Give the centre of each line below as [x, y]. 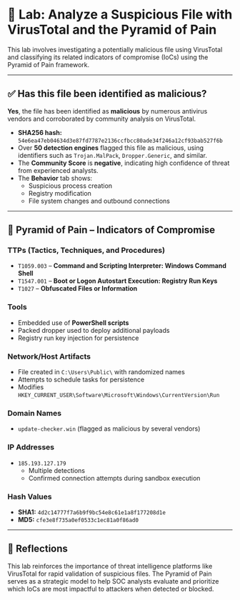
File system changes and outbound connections [99, 201]
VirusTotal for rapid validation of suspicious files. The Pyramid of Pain [110, 574]
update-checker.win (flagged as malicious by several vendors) [109, 429]
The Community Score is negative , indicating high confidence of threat [124, 163]
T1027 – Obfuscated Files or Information [77, 289]
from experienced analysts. [58, 170]
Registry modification [60, 193]
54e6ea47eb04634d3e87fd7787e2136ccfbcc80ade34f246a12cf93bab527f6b [120, 141]
